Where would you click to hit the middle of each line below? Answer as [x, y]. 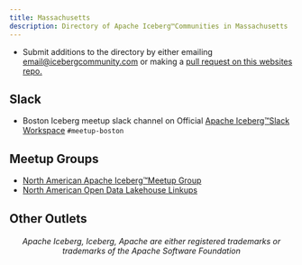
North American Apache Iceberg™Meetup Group [112, 180]
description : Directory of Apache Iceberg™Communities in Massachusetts [149, 26]
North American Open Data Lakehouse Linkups [110, 190]
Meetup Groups [54, 159]
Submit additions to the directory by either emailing [118, 51]
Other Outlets [48, 219]
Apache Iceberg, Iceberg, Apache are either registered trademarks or [151, 242]
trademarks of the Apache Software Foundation [151, 251]
